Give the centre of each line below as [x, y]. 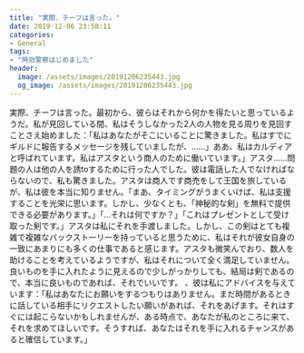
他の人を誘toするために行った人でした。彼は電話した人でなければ [164, 169]
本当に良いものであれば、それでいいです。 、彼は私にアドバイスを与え [156, 282]
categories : [32, 34]
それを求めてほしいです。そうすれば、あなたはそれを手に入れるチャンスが [148, 328]
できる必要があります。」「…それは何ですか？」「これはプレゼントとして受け [149, 214]
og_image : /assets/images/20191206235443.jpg [105, 85]
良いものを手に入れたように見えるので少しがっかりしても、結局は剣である [148, 271]
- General [28, 43]
